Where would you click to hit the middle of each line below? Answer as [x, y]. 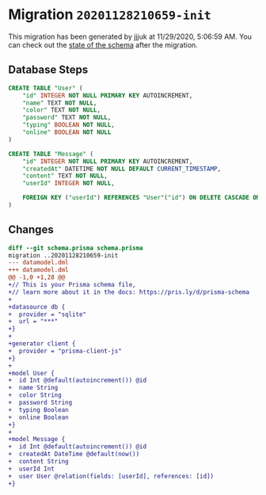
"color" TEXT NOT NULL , [62, 110]
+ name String [33, 388]
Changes [31, 230]
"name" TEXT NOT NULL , [60, 103]
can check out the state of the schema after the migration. [103, 44]
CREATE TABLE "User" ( [46, 88]
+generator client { [42, 344]
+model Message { [37, 440]
